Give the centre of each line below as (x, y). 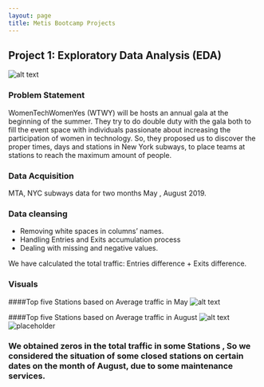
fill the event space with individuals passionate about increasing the (120, 129)
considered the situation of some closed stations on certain (126, 356)
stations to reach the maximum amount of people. (90, 155)
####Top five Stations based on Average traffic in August (103, 317)
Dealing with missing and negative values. (89, 248)
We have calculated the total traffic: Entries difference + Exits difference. (128, 263)
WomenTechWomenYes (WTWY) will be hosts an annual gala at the (118, 113)
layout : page (30, 16)
